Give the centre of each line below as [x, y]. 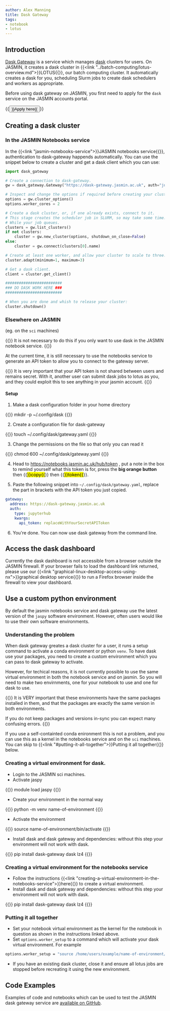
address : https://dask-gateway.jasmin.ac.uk [57, 504]
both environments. [26, 709]
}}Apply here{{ [25, 109]
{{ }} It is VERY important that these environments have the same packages [83, 698]
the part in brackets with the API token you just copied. [70, 490]
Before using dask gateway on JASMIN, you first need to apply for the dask [83, 93]
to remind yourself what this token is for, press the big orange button [84, 469]
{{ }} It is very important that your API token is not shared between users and [84, 371]
